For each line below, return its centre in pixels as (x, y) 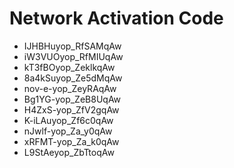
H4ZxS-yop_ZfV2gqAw (71, 109)
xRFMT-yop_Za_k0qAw (71, 141)
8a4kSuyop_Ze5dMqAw (73, 78)
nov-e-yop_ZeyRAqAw (70, 88)
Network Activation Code (116, 18)
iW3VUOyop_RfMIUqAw (73, 56)
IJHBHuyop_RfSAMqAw (72, 46)
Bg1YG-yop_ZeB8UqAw (72, 99)
